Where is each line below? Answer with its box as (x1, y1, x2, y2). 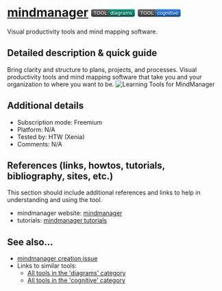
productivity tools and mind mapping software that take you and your (7, 73, 202, 81)
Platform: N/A (16, 125, 56, 134)
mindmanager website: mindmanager (16, 209, 123, 217)
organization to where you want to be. (7, 80, 114, 88)
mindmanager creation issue (16, 255, 98, 263)
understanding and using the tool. (7, 196, 103, 204)
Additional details (7, 100, 84, 112)
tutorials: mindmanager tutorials (16, 216, 108, 225)
